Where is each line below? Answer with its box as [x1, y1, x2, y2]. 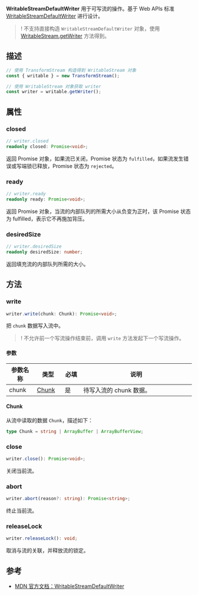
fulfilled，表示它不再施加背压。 [12, 215, 88, 222]
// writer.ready [6, 191, 46, 197]
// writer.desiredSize [6, 244, 62, 249]
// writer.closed [6, 138, 49, 144]
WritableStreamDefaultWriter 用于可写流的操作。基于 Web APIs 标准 [6, 5, 175, 12]
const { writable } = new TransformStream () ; [6, 73, 120, 78]
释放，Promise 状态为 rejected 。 [37, 162, 117, 169]
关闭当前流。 [6, 467, 37, 474]
